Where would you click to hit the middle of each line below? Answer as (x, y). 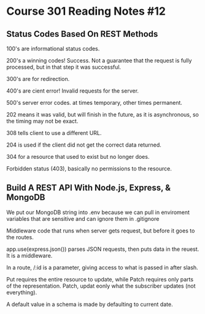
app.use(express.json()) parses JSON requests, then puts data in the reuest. (103, 249)
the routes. (20, 237)
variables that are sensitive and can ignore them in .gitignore (83, 218)
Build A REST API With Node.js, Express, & (88, 188)
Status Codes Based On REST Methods (82, 34)
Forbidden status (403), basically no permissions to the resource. (89, 169)
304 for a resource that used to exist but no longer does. (78, 157)
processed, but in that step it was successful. (64, 67)
